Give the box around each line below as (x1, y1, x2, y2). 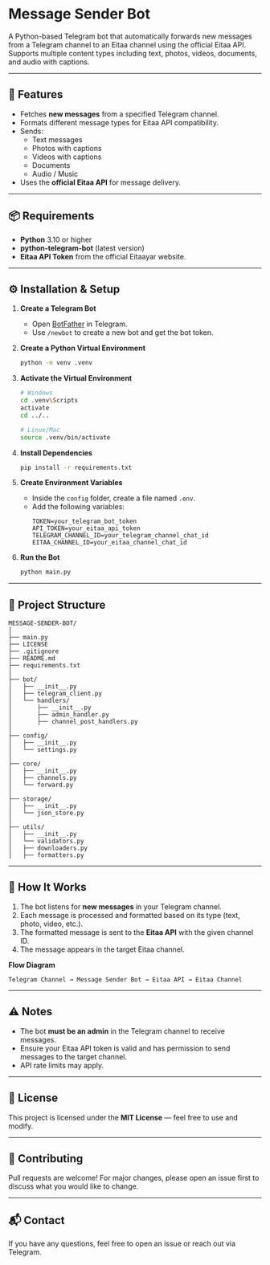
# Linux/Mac (19, 426, 60, 434)
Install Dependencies (19, 447, 92, 458)
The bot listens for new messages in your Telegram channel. (19, 901, 223, 912)
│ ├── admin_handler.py (8, 711, 110, 719)
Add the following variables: (31, 502, 125, 512)
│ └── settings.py (8, 746, 78, 754)
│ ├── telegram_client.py (8, 690, 103, 698)
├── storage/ (8, 795, 52, 803)
